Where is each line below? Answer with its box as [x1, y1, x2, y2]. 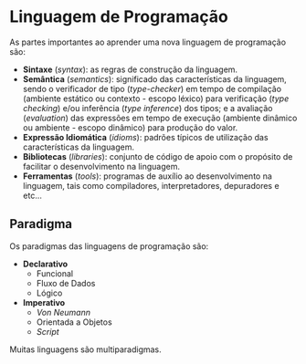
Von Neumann [36, 307, 91, 317]
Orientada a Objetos [36, 317, 112, 328]
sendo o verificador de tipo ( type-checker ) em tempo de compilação [22, 83, 281, 94]
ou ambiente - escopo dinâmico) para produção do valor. [22, 121, 238, 133]
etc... [22, 190, 43, 201]
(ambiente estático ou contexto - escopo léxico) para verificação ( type [22, 93, 290, 104]
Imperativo [22, 296, 66, 307]
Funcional [36, 267, 74, 279]
